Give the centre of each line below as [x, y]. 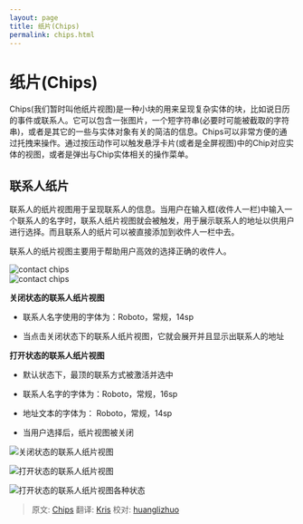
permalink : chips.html [52, 34]
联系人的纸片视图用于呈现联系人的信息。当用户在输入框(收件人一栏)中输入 [147, 209]
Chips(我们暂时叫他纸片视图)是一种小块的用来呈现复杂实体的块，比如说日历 [150, 109]
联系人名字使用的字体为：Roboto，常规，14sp [108, 317]
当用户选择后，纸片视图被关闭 [78, 432]
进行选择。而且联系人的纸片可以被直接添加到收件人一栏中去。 [124, 232]
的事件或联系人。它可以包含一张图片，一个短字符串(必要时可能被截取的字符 [150, 121]
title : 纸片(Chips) [45, 26]
